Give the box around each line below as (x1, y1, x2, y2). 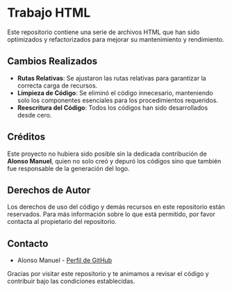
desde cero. (17, 111, 52, 119)
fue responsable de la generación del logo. (7, 164, 130, 172)
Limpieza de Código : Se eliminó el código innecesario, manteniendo (17, 88, 213, 97)
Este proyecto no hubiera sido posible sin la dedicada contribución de (7, 149, 207, 158)
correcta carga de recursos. (17, 81, 98, 90)
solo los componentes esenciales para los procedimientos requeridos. (17, 96, 219, 104)
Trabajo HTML (7, 5, 91, 21)
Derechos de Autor (7, 184, 91, 196)
